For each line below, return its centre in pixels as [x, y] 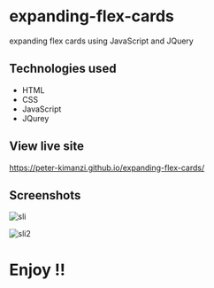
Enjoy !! [38, 270]
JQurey [35, 118]
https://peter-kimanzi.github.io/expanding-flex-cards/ [107, 167]
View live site [46, 147]
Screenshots [45, 195]
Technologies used [63, 69]
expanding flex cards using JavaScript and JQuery [102, 41]
